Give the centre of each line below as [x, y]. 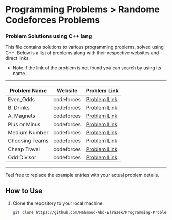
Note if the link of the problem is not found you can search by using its [87, 68]
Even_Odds [21, 100]
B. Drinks [19, 108]
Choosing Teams [28, 141]
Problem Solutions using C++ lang [49, 36]
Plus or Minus [24, 125]
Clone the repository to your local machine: [58, 203]
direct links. [17, 58]
